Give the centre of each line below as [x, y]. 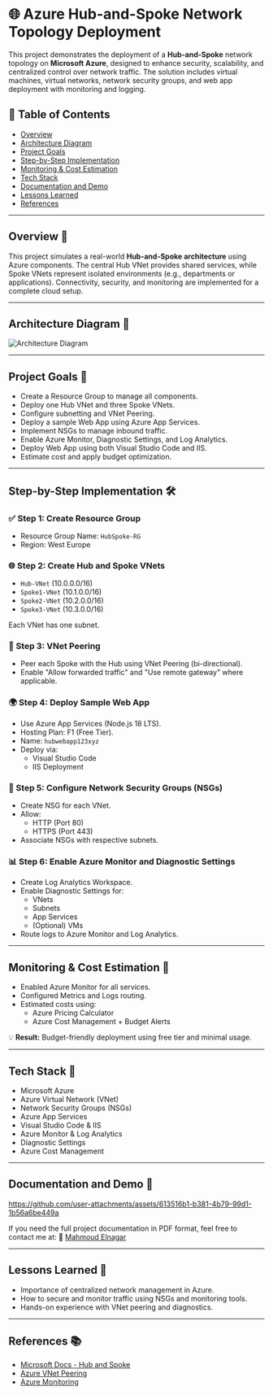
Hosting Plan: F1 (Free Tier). [67, 732]
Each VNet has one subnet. [54, 625]
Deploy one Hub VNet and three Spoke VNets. [97, 405]
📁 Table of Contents [59, 115]
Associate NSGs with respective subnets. [89, 840]
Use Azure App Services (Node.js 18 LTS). [91, 723]
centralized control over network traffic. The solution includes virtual [123, 72]
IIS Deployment [58, 766]
